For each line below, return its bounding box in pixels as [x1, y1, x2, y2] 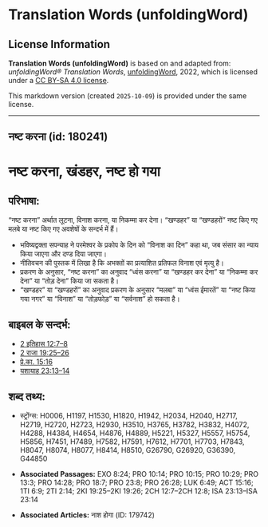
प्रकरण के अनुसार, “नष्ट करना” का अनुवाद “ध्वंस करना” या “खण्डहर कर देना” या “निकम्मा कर [19, 267, 258, 277]
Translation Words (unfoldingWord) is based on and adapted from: [8, 58, 231, 68]
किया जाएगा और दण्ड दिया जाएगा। [19, 249, 108, 259]
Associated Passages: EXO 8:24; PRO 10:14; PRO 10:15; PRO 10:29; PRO [19, 470, 259, 479]
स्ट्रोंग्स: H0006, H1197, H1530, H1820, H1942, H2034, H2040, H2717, [19, 411, 238, 421]
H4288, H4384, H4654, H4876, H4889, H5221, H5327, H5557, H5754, [19, 429, 250, 438]
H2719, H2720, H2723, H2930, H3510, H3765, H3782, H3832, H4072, [19, 420, 250, 430]
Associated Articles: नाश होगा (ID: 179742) [19, 510, 156, 520]
